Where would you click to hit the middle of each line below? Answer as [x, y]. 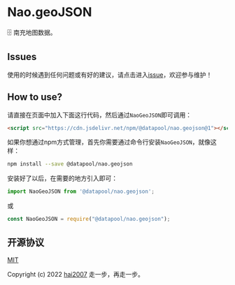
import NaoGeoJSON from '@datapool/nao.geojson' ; [81, 192]
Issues [22, 57]
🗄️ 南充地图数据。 [32, 32]
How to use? [35, 97]
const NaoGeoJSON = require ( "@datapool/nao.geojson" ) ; [89, 219]
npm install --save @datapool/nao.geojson [70, 164]
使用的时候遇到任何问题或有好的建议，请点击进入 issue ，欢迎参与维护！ [110, 75]
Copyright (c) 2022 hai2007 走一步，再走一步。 [76, 274]
